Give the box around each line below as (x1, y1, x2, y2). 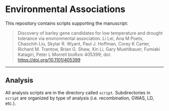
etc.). (5, 100, 16, 106)
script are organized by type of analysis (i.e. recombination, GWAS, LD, (5, 95, 154, 101)
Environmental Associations (5, 4, 126, 15)
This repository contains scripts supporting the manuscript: (5, 20, 128, 26)
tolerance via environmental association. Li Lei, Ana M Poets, (17, 35, 144, 41)
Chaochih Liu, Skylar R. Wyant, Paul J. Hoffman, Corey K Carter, (17, 40, 150, 46)
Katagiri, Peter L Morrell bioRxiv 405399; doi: (17, 51, 112, 58)
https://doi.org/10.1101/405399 (17, 57, 80, 63)
